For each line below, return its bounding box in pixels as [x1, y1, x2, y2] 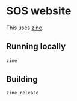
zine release [6, 90, 39, 96]
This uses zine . [6, 24, 44, 31]
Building [6, 74, 38, 85]
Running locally [6, 41, 66, 52]
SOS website [6, 4, 72, 18]
